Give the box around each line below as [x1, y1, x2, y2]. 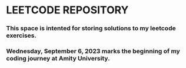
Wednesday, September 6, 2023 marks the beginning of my [6, 47, 181, 55]
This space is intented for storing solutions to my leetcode [6, 24, 176, 33]
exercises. [6, 31, 37, 40]
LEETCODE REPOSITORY [6, 3, 129, 17]
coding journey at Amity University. [6, 55, 110, 63]
